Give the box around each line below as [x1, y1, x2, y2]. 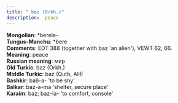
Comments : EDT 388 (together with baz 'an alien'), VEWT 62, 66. [6, 44, 172, 52]
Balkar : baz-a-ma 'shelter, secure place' [6, 83, 109, 90]
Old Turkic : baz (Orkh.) [6, 63, 66, 71]
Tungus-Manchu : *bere [6, 38, 68, 45]
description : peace [6, 15, 60, 21]
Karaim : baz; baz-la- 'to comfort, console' [6, 90, 114, 97]
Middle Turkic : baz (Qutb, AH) [6, 70, 83, 77]
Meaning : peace [6, 51, 48, 58]
